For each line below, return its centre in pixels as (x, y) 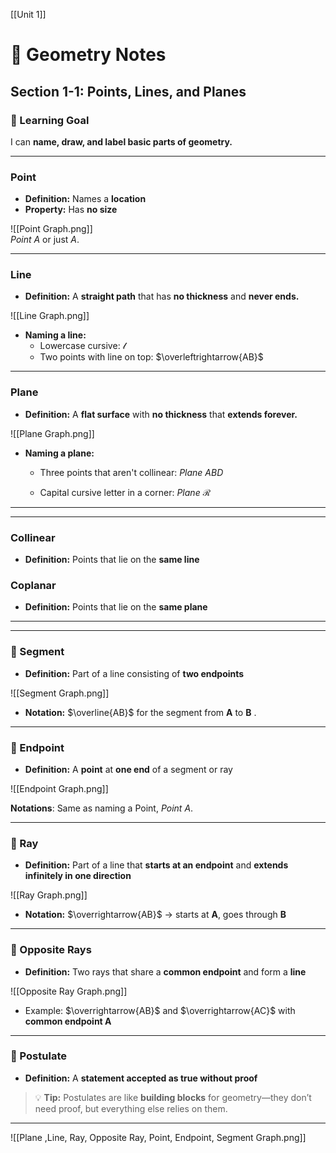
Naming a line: (55, 335)
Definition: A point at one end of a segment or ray (128, 769)
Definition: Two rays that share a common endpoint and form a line (165, 971)
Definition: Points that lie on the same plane (116, 607)
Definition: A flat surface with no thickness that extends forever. (161, 414)
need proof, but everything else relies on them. (131, 1108)
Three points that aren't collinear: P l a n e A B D (131, 472)
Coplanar (33, 585)
